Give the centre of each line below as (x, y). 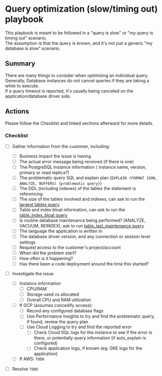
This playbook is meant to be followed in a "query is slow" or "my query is (79, 33)
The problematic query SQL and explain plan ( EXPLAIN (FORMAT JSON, (88, 178)
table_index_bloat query (43, 215)
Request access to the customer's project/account (70, 247)
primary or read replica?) (44, 173)
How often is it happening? (46, 258)
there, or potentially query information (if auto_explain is (90, 338)
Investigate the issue (33, 273)
